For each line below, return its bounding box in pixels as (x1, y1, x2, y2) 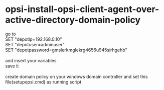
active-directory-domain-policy (5, 14, 141, 26)
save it (5, 63, 19, 69)
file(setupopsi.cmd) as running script (5, 79, 82, 85)
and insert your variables (5, 57, 57, 63)
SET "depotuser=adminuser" (5, 41, 65, 47)
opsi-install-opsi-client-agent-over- (5, 4, 159, 15)
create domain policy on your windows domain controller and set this (5, 73, 148, 79)
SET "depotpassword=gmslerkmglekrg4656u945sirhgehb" (5, 47, 127, 53)
